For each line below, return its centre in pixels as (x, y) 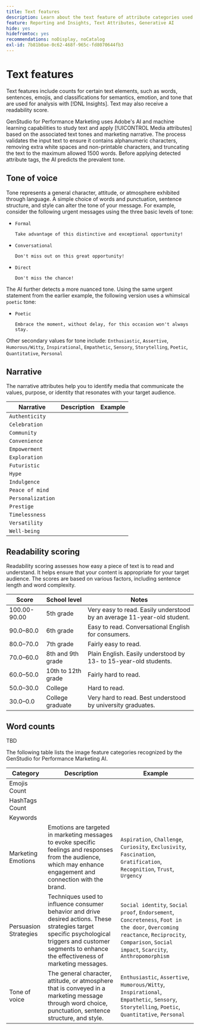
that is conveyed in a (76, 988)
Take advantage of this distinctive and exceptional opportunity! (99, 234)
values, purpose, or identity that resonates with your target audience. (91, 393)
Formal (23, 224)
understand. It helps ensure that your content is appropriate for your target (98, 572)
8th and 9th (62, 654)
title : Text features (33, 12)
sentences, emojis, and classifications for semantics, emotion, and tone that (99, 97)
